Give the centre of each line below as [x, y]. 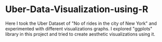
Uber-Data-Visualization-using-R [77, 9]
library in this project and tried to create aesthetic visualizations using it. [80, 34]
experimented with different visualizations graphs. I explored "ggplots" [79, 28]
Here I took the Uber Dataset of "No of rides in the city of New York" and [81, 23]
